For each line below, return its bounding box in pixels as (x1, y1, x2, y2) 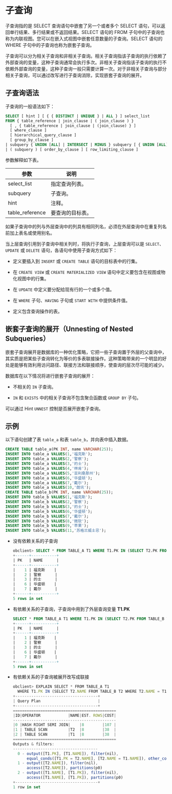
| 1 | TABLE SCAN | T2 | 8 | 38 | (12, 727, 117, 732)
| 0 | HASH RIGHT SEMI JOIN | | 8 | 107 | (12, 723, 117, 728)
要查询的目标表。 (51, 209, 92, 216)
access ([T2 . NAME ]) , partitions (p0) (26, 765, 103, 771)
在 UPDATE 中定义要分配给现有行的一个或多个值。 (12, 286, 115, 292)
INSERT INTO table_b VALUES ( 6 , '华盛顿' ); (5, 509, 93, 514)
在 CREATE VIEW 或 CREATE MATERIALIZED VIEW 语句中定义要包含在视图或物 (12, 269, 166, 275)
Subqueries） (5, 335, 50, 343)
